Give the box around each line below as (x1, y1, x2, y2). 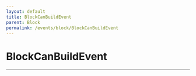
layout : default (6, 8, 45, 15)
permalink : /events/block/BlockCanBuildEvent (6, 25, 118, 31)
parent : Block (6, 19, 41, 25)
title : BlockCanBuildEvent (6, 14, 72, 20)
